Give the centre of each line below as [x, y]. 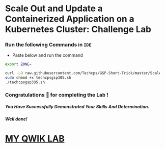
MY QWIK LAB [35, 139]
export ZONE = [18, 64]
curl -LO [14, 73]
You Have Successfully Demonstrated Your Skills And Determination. [77, 106]
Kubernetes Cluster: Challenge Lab [78, 29]
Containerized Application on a [70, 19]
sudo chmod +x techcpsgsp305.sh [38, 78]
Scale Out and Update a [54, 9]
